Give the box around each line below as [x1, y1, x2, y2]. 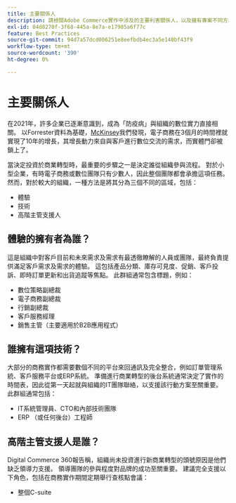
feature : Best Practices [7, 30, 80, 37]
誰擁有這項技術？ [7, 343, 81, 355]
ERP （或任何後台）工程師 [17, 413, 93, 422]
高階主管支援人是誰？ [7, 436, 100, 448]
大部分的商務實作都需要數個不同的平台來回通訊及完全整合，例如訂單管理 [7, 363, 216, 372]
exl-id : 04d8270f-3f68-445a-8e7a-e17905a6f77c [7, 23, 146, 30]
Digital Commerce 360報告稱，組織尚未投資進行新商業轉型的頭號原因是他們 [7, 456, 226, 464]
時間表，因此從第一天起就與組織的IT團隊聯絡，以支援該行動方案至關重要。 [7, 381, 223, 389]
